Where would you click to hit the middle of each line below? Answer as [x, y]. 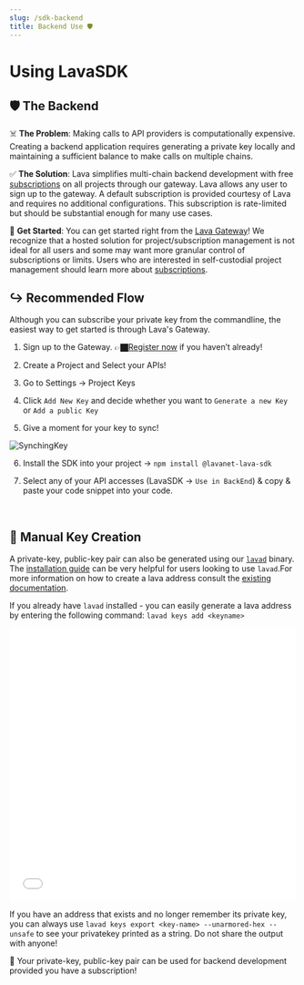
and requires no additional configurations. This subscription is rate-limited [148, 203]
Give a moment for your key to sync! [91, 428]
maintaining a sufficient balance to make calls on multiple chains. [131, 156]
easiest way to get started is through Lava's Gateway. [110, 330]
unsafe [22, 935]
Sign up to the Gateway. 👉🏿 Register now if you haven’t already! [142, 347]
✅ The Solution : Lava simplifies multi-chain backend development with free [152, 173]
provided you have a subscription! [73, 970]
